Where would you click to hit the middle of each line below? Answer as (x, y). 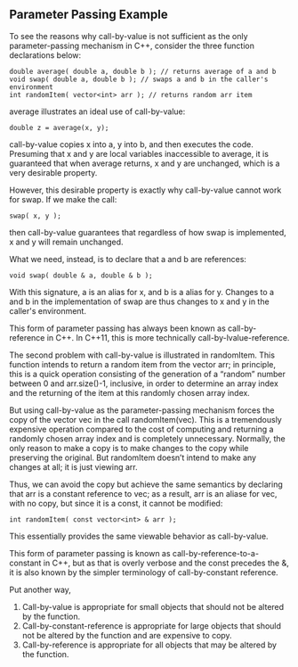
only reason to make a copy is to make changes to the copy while (129, 448)
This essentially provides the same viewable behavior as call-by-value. (139, 536)
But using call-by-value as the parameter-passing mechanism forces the (142, 410)
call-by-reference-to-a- (216, 553)
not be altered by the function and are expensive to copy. (127, 635)
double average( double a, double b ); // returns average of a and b (143, 71)
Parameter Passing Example (89, 15)
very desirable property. (53, 172)
